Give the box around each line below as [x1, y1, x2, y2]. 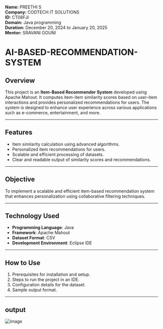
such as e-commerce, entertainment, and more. [5, 110, 101, 115]
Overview [5, 76, 35, 84]
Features [5, 128, 33, 137]
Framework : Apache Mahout [12, 230, 70, 235]
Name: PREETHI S [5, 4, 42, 10]
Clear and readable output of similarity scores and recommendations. [12, 157, 151, 162]
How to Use [5, 259, 41, 267]
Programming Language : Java [12, 225, 74, 231]
